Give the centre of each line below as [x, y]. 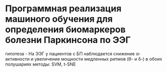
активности [17, 59]
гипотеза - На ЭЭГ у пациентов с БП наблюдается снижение [70, 54]
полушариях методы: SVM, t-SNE [41, 64]
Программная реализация [63, 9]
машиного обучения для [59, 19]
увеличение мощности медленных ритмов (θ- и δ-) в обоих [98, 59]
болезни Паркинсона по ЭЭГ [68, 40]
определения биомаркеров [66, 30]
